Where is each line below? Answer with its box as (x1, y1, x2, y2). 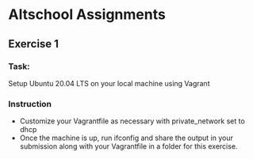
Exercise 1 (8, 37, 59, 51)
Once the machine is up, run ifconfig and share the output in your (19, 133, 234, 143)
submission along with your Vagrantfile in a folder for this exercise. (19, 142, 238, 151)
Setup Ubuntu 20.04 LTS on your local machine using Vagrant (8, 78, 210, 88)
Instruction (8, 98, 52, 109)
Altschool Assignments (8, 6, 167, 24)
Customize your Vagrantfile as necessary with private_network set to (19, 116, 246, 126)
